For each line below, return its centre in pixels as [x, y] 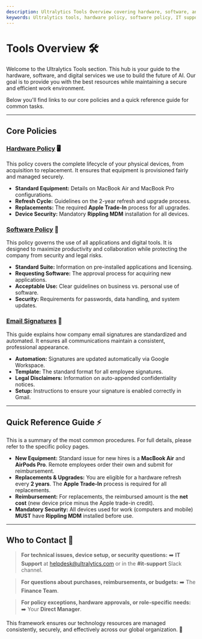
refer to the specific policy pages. [48, 446]
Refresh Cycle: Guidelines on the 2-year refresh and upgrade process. [103, 201]
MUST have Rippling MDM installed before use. [74, 516]
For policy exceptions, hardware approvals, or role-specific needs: [106, 602]
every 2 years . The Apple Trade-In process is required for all [91, 484]
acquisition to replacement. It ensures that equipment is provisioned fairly [97, 170]
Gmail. [23, 397]
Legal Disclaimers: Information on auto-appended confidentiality [96, 378]
